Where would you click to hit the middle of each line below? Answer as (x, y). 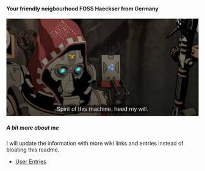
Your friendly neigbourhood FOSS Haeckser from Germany (82, 9)
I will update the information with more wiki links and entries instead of (95, 143)
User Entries (31, 161)
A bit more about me (33, 128)
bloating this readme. (33, 150)
